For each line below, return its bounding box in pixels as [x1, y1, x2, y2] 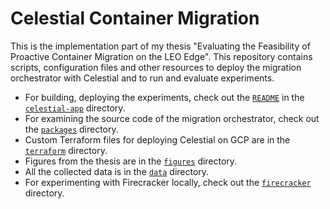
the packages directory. [24, 123, 119, 135]
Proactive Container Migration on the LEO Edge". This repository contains [10, 50, 313, 62]
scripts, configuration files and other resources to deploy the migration [10, 61, 302, 73]
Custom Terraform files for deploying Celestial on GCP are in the [24, 133, 291, 146]
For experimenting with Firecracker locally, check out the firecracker [24, 176, 312, 188]
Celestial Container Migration [10, 7, 260, 30]
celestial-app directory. [24, 102, 126, 114]
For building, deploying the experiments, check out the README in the [24, 91, 305, 103]
